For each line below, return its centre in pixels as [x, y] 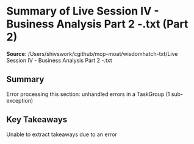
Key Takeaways [37, 120]
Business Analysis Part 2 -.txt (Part [97, 24]
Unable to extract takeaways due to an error [62, 134]
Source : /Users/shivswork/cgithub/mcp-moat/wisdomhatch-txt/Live [92, 53]
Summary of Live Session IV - [83, 11]
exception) [20, 100]
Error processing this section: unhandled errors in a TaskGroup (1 [88, 94]
